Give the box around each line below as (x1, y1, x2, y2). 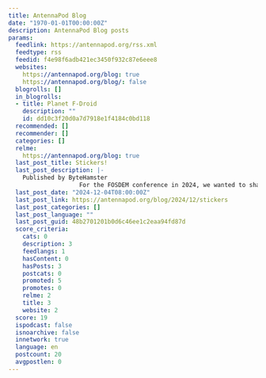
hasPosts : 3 (22, 262, 62, 270)
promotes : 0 (22, 284, 62, 292)
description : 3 (22, 240, 73, 248)
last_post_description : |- (15, 166, 104, 174)
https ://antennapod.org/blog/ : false (22, 78, 147, 86)
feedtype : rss (15, 48, 62, 56)
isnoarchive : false (15, 328, 80, 337)
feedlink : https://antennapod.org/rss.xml (15, 41, 158, 49)
